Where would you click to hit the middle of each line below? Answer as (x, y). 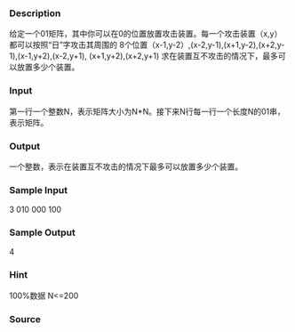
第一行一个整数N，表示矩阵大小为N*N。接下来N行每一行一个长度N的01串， (147, 111)
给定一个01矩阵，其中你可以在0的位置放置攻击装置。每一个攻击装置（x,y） (146, 34)
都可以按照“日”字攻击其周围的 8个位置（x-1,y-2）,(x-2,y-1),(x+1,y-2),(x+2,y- (147, 45)
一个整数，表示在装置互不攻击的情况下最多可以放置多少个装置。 (126, 166)
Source (25, 319)
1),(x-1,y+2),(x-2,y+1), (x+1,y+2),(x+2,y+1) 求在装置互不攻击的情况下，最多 (144, 56)
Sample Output (42, 232)
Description (35, 13)
